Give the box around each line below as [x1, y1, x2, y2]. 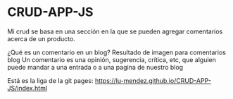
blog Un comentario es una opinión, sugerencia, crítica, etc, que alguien [7, 55, 217, 63]
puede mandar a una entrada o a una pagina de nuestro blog [7, 63, 184, 71]
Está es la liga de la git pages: [7, 76, 94, 84]
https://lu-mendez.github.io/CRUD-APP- [94, 76, 211, 84]
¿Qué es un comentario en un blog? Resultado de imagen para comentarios [7, 48, 227, 56]
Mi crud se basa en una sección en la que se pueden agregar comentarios [7, 27, 223, 36]
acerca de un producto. [7, 34, 75, 43]
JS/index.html [7, 84, 48, 92]
